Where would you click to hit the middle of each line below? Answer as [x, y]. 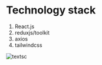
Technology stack [51, 10]
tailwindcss [28, 45]
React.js [24, 26]
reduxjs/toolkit [32, 32]
